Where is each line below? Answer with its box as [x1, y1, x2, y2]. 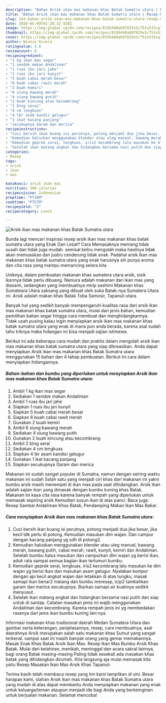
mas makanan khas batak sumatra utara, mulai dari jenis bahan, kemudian [5, 308, 156, 314]
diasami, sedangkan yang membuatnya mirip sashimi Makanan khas [5, 282, 144, 289]
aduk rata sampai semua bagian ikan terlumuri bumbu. [12, 558, 124, 564]
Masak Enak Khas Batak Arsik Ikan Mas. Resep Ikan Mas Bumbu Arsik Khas [5, 641, 159, 647]
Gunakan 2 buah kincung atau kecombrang [12, 435, 100, 442]
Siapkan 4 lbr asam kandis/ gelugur [12, 451, 85, 457]
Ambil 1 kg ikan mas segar [12, 388, 66, 394]
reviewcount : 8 [5, 48, 37, 53]
